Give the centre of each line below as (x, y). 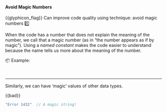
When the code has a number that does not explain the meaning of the (78, 35)
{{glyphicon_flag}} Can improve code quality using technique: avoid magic (81, 18)
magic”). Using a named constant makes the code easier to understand (78, 45)
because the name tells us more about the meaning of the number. (73, 51)
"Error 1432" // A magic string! (41, 105)
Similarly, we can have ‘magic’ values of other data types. (64, 86)
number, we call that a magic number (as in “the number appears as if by (80, 40)
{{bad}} (13, 96)
